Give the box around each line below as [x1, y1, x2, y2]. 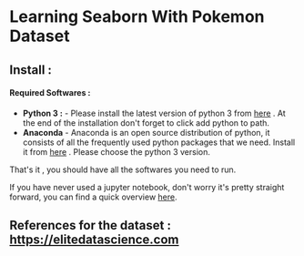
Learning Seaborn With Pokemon [9, 6, 266, 27]
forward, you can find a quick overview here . [9, 191, 177, 202]
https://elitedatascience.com [9, 232, 179, 248]
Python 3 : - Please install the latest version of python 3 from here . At [22, 108, 287, 118]
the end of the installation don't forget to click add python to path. [22, 117, 270, 128]
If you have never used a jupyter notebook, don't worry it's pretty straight [9, 181, 285, 192]
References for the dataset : [9, 218, 171, 233]
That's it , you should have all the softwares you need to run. [9, 164, 237, 175]
